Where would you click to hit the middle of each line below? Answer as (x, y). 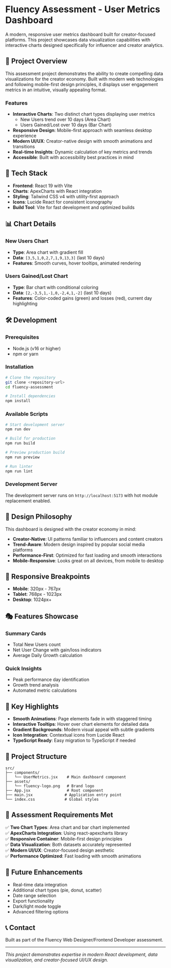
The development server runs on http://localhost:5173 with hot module (82, 495)
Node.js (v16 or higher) (37, 348)
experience (24, 136)
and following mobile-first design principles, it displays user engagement (82, 84)
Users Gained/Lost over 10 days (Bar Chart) (66, 125)
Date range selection (35, 895)
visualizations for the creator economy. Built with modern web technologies (84, 79)
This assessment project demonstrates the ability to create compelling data (84, 73)
